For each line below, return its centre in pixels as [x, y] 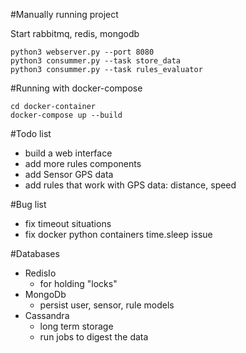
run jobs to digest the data [94, 337]
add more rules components [83, 163]
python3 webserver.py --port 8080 [82, 52]
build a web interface [68, 153]
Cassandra [47, 315]
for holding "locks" [78, 283]
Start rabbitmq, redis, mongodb [75, 33]
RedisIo [40, 273]
